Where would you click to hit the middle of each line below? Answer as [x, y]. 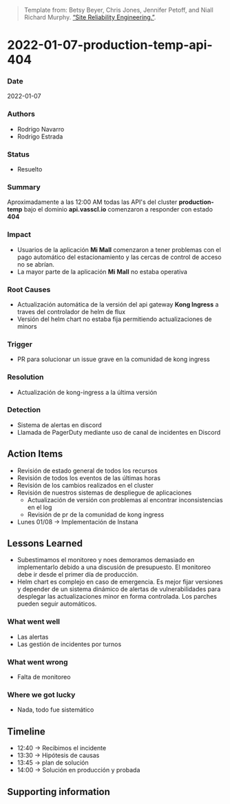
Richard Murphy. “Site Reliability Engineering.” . [90, 17]
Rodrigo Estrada [40, 136]
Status [18, 154]
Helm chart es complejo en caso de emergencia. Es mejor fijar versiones [120, 582]
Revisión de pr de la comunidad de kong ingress [96, 514]
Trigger [20, 344]
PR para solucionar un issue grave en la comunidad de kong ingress [113, 359]
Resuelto [30, 169]
